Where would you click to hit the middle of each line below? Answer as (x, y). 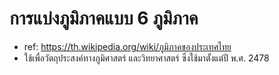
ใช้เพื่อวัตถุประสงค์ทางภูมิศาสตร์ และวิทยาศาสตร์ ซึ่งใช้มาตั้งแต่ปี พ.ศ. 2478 (146, 58)
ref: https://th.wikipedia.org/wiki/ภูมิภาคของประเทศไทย (127, 46)
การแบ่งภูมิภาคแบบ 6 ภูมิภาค (104, 18)
